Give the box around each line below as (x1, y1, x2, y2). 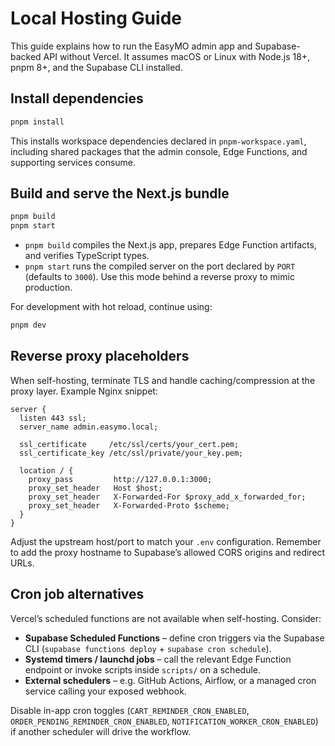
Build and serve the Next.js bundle (10, 185, 230, 202)
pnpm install (10, 117, 65, 127)
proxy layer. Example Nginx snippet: (10, 385, 158, 397)
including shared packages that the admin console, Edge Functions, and (10, 145, 308, 157)
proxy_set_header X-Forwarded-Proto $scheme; (28, 500, 230, 511)
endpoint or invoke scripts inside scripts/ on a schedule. (24, 663, 261, 676)
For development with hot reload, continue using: (10, 301, 213, 313)
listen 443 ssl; (19, 413, 87, 423)
